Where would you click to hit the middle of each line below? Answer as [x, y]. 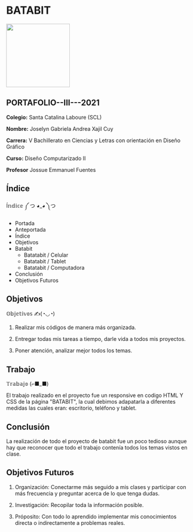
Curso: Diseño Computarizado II [46, 158]
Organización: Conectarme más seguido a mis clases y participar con [100, 487]
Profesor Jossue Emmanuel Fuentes [51, 170]
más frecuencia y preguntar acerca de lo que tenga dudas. [87, 493]
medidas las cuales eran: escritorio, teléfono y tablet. [71, 408]
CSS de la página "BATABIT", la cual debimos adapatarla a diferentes [91, 402]
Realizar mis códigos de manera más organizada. [75, 327]
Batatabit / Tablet [45, 261]
